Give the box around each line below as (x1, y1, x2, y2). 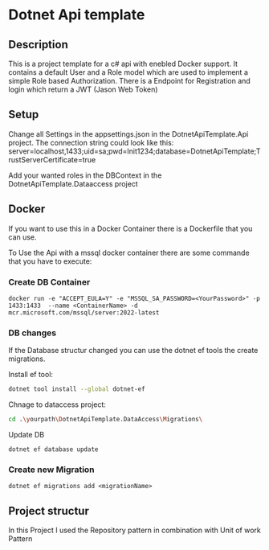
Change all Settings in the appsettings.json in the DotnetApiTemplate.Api (8, 129, 249, 138)
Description (8, 38, 68, 51)
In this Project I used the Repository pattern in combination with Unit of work (8, 525, 261, 536)
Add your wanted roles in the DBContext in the (8, 170, 162, 180)
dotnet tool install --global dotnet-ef (8, 385, 146, 393)
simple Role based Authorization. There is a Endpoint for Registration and (8, 76, 251, 85)
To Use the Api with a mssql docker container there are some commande (8, 248, 251, 257)
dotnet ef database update (8, 445, 99, 454)
